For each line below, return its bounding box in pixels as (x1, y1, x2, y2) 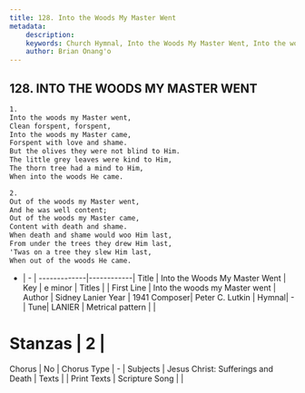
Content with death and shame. (9, 222, 128, 231)
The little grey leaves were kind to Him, (9, 155, 172, 164)
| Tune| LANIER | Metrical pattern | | (22, 301, 156, 312)
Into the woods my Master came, (9, 130, 132, 139)
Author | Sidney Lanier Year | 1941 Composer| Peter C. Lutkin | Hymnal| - (22, 291, 295, 302)
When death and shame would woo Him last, (9, 231, 172, 241)
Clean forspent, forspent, (9, 122, 112, 131)
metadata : (9, 22, 47, 31)
